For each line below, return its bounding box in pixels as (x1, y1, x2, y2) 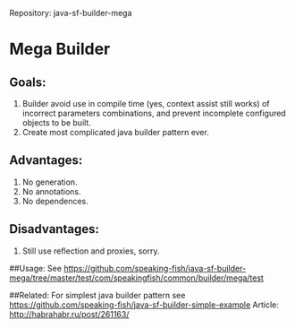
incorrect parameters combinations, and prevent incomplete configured (21, 108, 286, 118)
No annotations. (21, 186, 82, 196)
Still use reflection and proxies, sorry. (21, 246, 160, 256)
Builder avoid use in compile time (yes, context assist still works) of (21, 99, 270, 108)
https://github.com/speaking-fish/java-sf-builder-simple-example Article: (9, 299, 279, 310)
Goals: (9, 74, 46, 90)
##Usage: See (9, 263, 63, 273)
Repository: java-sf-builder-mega (9, 8, 132, 18)
